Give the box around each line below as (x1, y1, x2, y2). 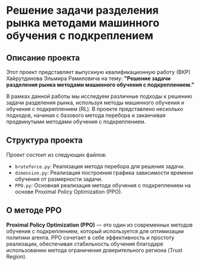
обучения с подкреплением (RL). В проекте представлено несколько (6, 106, 183, 112)
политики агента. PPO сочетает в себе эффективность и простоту (6, 234, 175, 241)
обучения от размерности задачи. (14, 175, 103, 183)
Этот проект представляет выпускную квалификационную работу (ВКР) (6, 69, 191, 75)
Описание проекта (6, 52, 80, 63)
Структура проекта (6, 135, 83, 146)
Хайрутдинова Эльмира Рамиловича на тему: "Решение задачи (6, 75, 171, 82)
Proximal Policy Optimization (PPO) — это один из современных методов (6, 221, 193, 228)
